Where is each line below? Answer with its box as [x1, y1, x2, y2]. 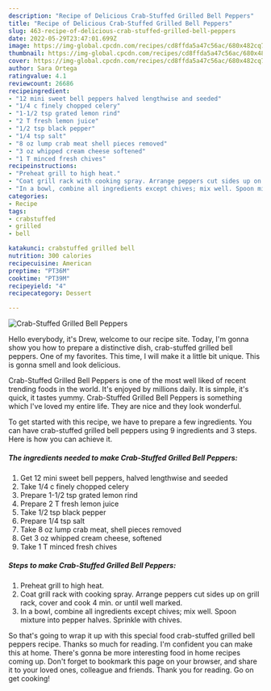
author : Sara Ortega [8, 65, 78, 73]
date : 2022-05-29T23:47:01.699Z [8, 34, 117, 43]
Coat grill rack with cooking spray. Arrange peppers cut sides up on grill [19, 589, 260, 599]
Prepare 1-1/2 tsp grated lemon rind [19, 491, 139, 500]
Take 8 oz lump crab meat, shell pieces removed [19, 525, 181, 534]
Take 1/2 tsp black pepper [19, 508, 106, 517]
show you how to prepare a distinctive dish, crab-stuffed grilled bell [8, 343, 233, 352]
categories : [8, 192, 48, 200]
